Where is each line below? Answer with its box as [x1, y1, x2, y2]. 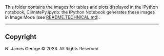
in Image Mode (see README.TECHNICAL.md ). [5, 14, 100, 20]
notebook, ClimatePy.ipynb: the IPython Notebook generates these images [5, 9, 155, 15]
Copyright [5, 33, 37, 41]
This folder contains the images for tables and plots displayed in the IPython [5, 4, 158, 10]
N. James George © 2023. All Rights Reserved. [5, 45, 100, 51]
